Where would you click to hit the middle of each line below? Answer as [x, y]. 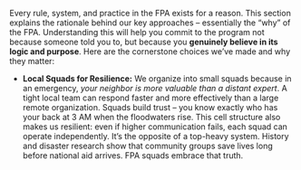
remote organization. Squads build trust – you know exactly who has [150, 107]
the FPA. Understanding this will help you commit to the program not [137, 32]
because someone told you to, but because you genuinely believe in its [144, 42]
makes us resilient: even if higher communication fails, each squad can [155, 127]
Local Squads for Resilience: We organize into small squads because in [157, 79]
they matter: [32, 61]
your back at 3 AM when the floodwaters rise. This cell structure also [151, 117]
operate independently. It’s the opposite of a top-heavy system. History [155, 136]
